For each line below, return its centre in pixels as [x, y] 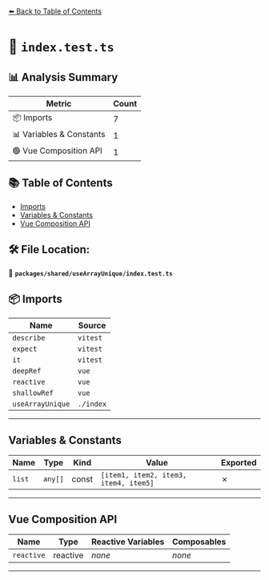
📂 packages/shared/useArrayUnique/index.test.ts [91, 273]
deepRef [27, 371]
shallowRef [33, 393]
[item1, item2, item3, [144, 475]
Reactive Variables [128, 542]
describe [29, 338]
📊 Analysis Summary [63, 77]
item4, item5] [127, 483]
